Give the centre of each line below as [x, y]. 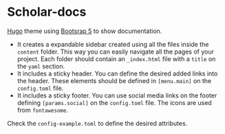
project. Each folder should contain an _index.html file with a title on [116, 58]
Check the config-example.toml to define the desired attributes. [97, 123]
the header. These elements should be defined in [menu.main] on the [114, 80]
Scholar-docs [47, 12]
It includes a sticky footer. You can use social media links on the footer [117, 95]
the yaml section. [41, 66]
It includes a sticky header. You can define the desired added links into [117, 74]
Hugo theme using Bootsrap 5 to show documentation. [85, 31]
